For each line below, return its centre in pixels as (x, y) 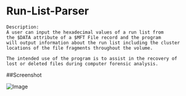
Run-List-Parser (48, 11)
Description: (23, 27)
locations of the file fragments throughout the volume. (80, 48)
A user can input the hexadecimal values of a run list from (85, 32)
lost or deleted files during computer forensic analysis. (82, 64)
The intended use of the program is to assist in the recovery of (92, 58)
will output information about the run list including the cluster (93, 43)
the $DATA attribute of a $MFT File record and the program (84, 37)
